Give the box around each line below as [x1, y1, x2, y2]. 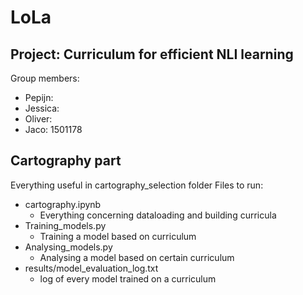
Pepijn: [24, 92, 54, 103]
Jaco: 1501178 [24, 124, 83, 135]
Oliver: [24, 113, 53, 125]
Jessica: [24, 102, 60, 114]
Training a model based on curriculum [39, 230, 197, 242]
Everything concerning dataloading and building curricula [39, 209, 277, 221]
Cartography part [10, 152, 122, 170]
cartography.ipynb [24, 198, 102, 210]
